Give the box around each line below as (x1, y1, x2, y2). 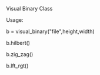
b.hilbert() (6, 40, 31, 46)
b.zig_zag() (6, 51, 34, 58)
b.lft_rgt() (6, 62, 29, 69)
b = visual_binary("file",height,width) (6, 28, 95, 35)
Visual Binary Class (6, 5, 53, 12)
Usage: (6, 17, 24, 23)
